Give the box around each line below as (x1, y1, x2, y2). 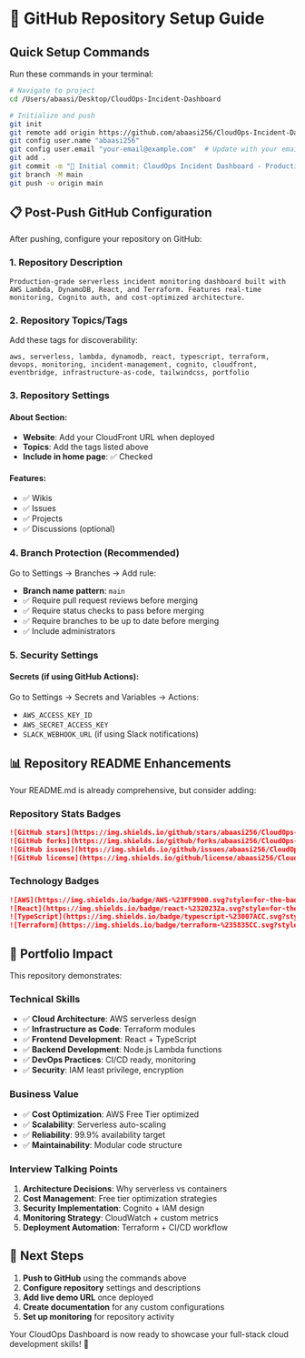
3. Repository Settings (9, 388, 111, 401)
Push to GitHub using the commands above (22, 1272, 187, 1283)
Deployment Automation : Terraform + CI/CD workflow (22, 1222, 229, 1232)
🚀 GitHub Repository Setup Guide (9, 8, 265, 29)
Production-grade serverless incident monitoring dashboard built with (9, 277, 286, 286)
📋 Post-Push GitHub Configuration (9, 205, 212, 221)
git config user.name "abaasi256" (9, 136, 141, 146)
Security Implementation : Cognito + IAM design (22, 1202, 205, 1213)
